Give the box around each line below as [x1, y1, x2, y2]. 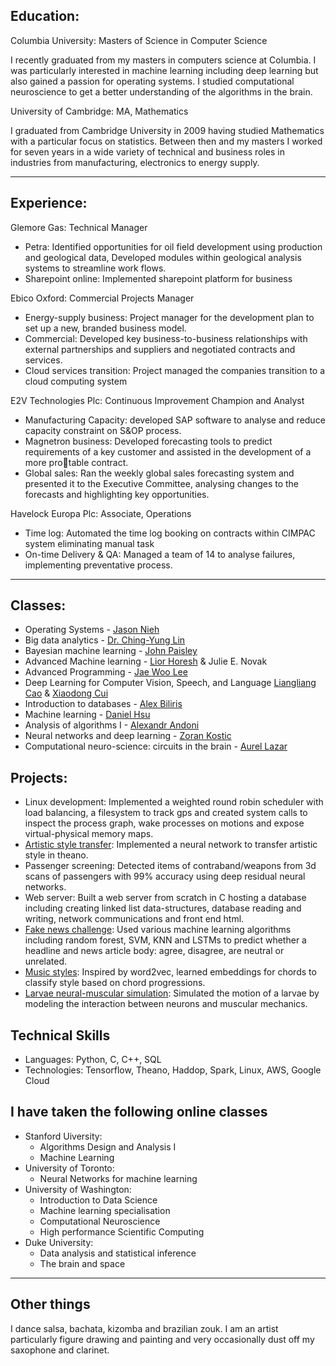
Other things [10, 1296, 91, 1313]
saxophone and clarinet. [10, 1344, 110, 1356]
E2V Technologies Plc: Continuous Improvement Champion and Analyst [10, 394, 305, 406]
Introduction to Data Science [39, 1194, 158, 1206]
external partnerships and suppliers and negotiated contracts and [24, 343, 296, 355]
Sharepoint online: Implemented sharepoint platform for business [24, 272, 293, 284]
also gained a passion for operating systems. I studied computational [10, 75, 295, 87]
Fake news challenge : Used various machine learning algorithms [24, 924, 292, 936]
